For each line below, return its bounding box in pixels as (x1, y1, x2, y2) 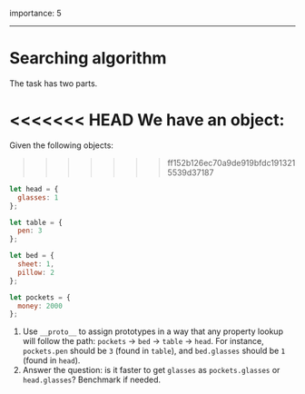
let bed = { (9, 251, 54, 261)
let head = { (9, 184, 59, 193)
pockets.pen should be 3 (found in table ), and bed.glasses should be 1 (22, 345, 286, 357)
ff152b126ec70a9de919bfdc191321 (167, 157, 296, 168)
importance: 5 (9, 8, 62, 18)
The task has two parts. (9, 77, 98, 89)
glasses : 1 (17, 192, 59, 202)
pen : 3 (17, 226, 43, 235)
